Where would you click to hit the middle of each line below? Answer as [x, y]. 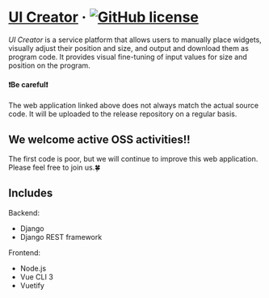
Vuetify [32, 285]
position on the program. [49, 65]
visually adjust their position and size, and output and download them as [128, 48]
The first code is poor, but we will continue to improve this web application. [133, 158]
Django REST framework [61, 237]
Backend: [24, 212]
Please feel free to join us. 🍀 [55, 167]
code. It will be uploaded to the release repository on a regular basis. [123, 114]
